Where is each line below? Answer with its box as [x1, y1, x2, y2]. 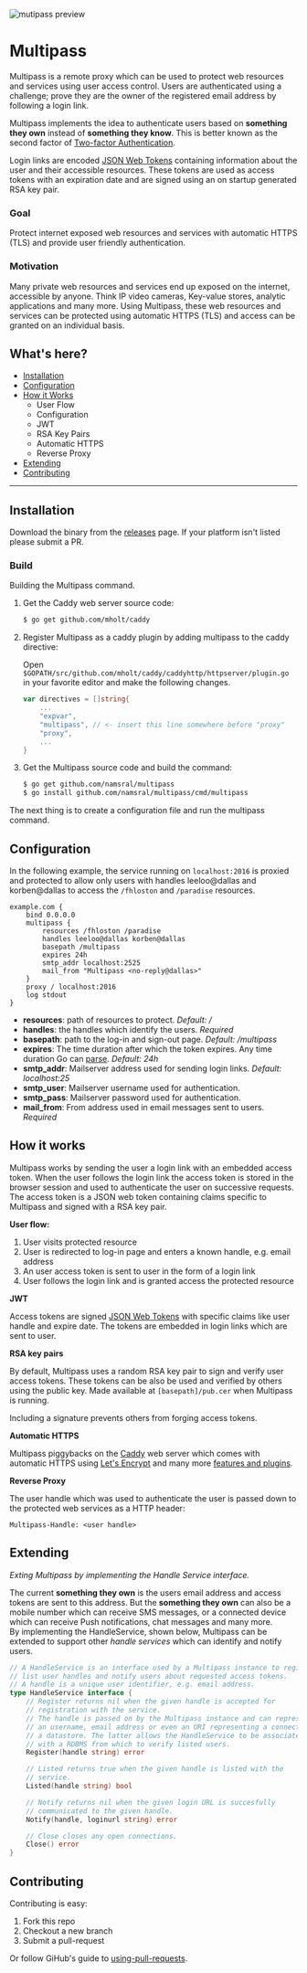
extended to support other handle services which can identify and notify [9, 1636, 282, 1647]
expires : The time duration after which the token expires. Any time [22, 1044, 272, 1055]
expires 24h [42, 950, 89, 960]
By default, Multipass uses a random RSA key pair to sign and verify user [9, 1365, 284, 1376]
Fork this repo [22, 1915, 76, 1926]
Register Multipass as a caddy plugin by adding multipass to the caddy [22, 631, 290, 643]
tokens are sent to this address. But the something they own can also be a [9, 1596, 291, 1607]
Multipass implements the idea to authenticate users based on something [9, 117, 288, 128]
